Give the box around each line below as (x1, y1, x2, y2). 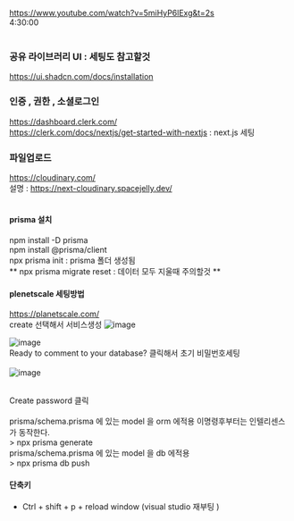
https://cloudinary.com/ (9, 172, 97, 182)
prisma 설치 (9, 214, 53, 225)
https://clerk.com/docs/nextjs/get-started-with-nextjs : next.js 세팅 (9, 127, 256, 138)
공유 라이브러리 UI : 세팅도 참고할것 (9, 50, 151, 63)
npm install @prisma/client (9, 245, 107, 256)
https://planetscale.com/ (9, 308, 100, 320)
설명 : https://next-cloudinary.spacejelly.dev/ (9, 182, 172, 193)
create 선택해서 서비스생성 (9, 319, 103, 330)
